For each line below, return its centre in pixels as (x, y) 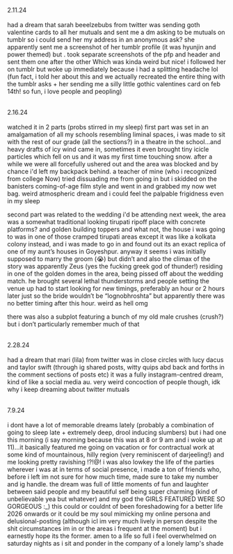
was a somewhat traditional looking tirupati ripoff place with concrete (106, 222)
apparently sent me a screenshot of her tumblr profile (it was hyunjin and (112, 47)
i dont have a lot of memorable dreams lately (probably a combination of (111, 425)
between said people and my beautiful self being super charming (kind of (112, 491)
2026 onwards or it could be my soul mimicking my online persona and (109, 514)
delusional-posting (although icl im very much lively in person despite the (112, 521)
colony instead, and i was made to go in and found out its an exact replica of (116, 244)
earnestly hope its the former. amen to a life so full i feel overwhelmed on (112, 536)
